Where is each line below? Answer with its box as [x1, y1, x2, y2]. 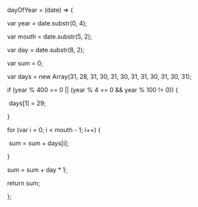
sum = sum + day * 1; [7, 166, 67, 174]
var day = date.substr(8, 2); [7, 46, 85, 54]
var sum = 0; [7, 59, 43, 67]
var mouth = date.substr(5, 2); [7, 32, 93, 41]
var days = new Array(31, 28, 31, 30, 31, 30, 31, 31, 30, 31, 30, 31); [7, 72, 192, 80]
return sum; [7, 179, 40, 187]
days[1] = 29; [8, 99, 46, 107]
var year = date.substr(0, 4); [7, 19, 87, 27]
